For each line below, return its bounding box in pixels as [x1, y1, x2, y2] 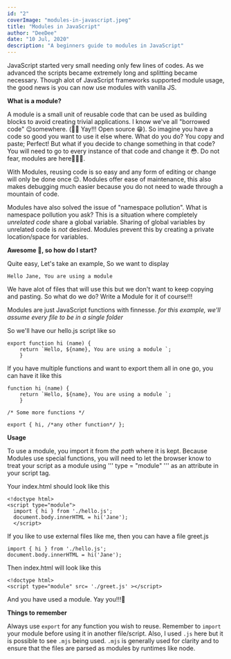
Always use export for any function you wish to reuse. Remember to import [7, 622, 221, 630]
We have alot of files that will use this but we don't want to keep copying [7, 285, 214, 293]
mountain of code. [7, 190, 59, 198]
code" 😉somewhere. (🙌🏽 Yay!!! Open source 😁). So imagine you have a [7, 125, 213, 133]
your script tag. [7, 469, 50, 477]
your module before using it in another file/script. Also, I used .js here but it [7, 629, 223, 638]
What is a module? [7, 97, 62, 105]
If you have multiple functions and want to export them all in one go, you [7, 364, 213, 372]
